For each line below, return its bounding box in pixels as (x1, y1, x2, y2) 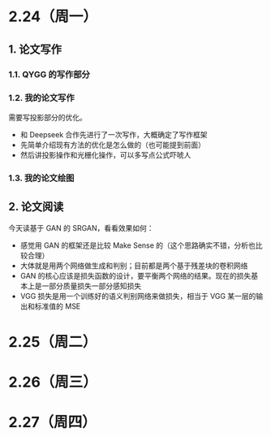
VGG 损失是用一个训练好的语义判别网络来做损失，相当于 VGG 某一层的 (19, 291, 256, 301)
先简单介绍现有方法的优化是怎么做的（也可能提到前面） (19, 140, 205, 149)
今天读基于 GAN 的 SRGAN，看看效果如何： (8, 223, 154, 232)
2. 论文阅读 (8, 200, 64, 214)
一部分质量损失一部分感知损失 (41, 281, 142, 291)
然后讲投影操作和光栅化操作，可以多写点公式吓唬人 (19, 149, 191, 159)
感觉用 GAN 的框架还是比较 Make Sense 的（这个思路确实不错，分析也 (19, 240, 256, 250)
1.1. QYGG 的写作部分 (8, 68, 91, 80)
